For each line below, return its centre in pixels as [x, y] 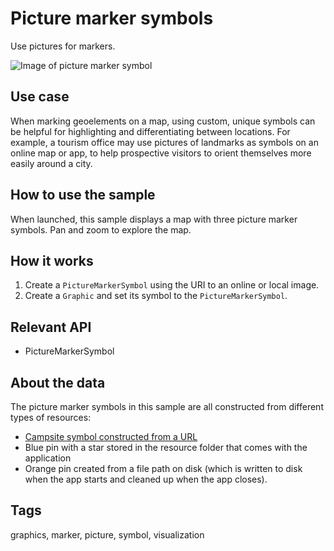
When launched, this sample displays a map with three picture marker [154, 219]
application [48, 458]
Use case [40, 97]
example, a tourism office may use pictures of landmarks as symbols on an [164, 142]
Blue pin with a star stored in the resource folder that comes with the [166, 447]
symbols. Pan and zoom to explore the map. [101, 229]
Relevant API [51, 327]
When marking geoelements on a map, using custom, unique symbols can [163, 121]
